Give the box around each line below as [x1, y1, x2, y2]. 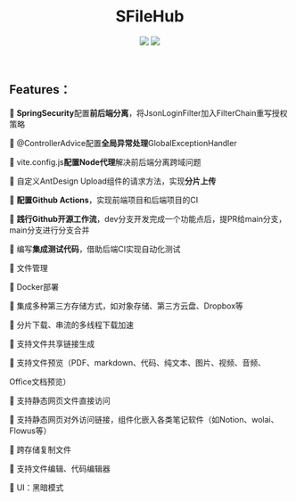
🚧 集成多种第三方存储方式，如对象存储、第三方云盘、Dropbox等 [9, 300, 243, 311]
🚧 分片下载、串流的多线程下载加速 [9, 319, 135, 330]
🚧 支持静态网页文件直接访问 [9, 395, 111, 406]
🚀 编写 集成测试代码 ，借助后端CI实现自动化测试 [9, 243, 181, 254]
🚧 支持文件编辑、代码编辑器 [9, 463, 111, 473]
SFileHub [115, 6, 185, 27]
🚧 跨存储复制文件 [9, 444, 72, 455]
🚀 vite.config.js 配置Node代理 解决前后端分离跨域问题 [9, 156, 202, 167]
